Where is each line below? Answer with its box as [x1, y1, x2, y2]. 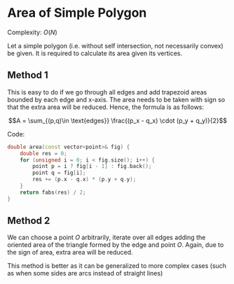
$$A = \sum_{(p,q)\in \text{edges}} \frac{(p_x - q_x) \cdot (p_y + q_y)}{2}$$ [8, 116, 228, 125]
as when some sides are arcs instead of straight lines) [7, 269, 163, 278]
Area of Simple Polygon [7, 5, 147, 21]
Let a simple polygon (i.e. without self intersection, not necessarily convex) [7, 41, 224, 50]
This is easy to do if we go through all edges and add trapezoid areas [7, 87, 207, 96]
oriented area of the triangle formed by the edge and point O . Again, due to [7, 241, 224, 249]
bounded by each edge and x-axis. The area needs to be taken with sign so [7, 95, 226, 104]
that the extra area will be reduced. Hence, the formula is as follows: [7, 103, 205, 111]
